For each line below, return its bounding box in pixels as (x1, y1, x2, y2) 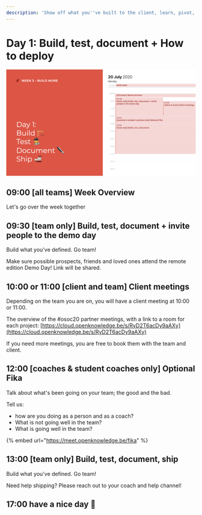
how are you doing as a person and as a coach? (14, 412, 134, 419)
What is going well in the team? (14, 425, 93, 432)
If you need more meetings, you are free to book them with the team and (6, 340, 186, 347)
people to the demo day (6, 230, 97, 240)
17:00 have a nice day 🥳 (6, 499, 96, 510)
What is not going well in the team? (14, 418, 102, 426)
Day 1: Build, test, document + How (6, 36, 184, 50)
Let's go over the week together (6, 203, 86, 210)
